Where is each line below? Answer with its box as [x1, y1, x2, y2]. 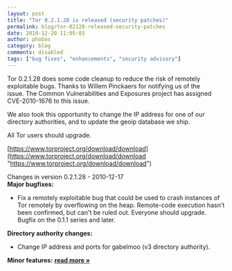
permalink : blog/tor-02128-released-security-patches [7, 23, 166, 30]
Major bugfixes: [7, 180, 54, 188]
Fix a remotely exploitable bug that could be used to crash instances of [17, 193, 220, 202]
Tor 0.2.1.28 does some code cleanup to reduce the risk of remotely [7, 74, 201, 83]
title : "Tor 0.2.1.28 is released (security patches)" [7, 17, 169, 24]
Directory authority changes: [7, 229, 93, 237]
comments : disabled [7, 49, 64, 56]
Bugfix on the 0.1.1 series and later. [17, 215, 116, 224]
